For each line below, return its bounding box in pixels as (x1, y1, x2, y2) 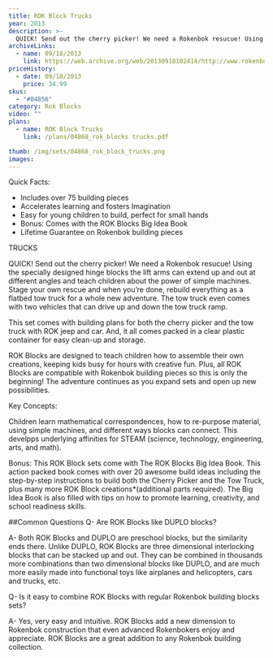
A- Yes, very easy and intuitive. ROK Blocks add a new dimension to (8, 617, 236, 626)
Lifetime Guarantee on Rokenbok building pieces (19, 227, 184, 237)
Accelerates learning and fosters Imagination (19, 201, 171, 211)
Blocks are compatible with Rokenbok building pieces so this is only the (8, 368, 248, 378)
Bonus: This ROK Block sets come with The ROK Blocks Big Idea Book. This (8, 458, 262, 468)
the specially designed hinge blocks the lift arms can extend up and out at (8, 267, 256, 277)
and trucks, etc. (8, 576, 61, 586)
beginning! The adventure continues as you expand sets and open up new (8, 377, 258, 387)
